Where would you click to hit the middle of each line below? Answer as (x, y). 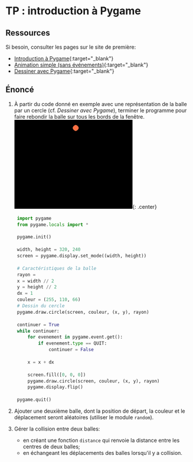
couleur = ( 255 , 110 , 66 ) (49, 300)
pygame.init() (34, 237)
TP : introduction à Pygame (73, 11)
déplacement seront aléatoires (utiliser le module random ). (84, 418)
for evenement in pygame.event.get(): (75, 337)
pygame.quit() (34, 400)
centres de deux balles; (51, 447)
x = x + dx (41, 362)
